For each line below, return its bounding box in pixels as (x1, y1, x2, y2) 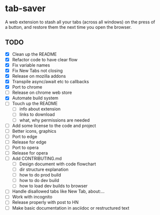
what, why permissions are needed (19, 117, 90, 123)
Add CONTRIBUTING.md (12, 155, 62, 161)
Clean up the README (12, 51, 57, 57)
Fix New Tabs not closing (12, 68, 63, 73)
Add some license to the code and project (12, 123, 96, 128)
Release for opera (12, 150, 48, 156)
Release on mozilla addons (12, 73, 66, 79)
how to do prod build (19, 172, 61, 178)
